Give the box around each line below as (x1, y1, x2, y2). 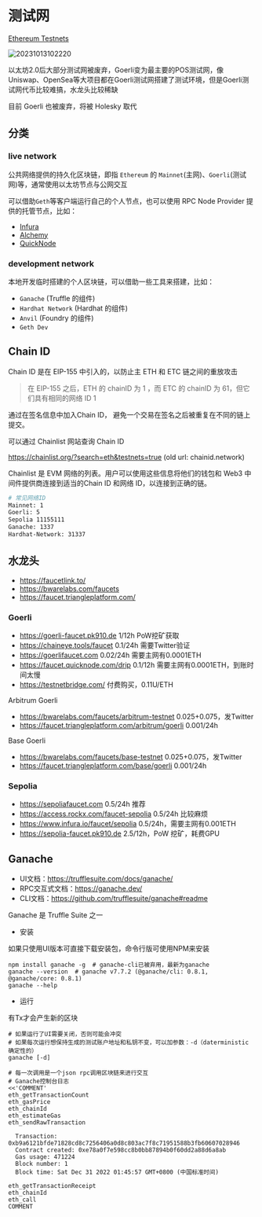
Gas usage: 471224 (15, 1153, 76, 1161)
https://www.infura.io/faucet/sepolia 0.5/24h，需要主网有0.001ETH (19, 819, 237, 829)
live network (8, 151, 57, 162)
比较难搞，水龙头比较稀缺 (35, 84, 118, 94)
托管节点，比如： (21, 206, 77, 215)
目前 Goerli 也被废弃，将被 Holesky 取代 (8, 101, 137, 111)
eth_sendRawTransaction (8, 1119, 86, 1127)
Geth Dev (19, 323, 49, 331)
